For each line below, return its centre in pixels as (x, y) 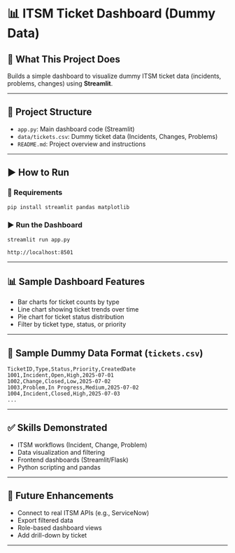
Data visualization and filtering (61, 452)
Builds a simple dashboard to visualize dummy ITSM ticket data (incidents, (114, 76)
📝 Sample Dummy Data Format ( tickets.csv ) (105, 353)
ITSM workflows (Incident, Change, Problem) (82, 445)
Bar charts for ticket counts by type (69, 302)
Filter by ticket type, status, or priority (72, 324)
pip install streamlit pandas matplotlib (69, 207)
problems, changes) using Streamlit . (60, 84)
